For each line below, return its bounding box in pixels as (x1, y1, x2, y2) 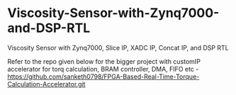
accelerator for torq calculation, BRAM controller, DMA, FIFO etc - (7, 65, 199, 73)
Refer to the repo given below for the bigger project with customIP (7, 57, 201, 65)
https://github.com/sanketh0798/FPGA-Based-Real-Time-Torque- (7, 72, 200, 81)
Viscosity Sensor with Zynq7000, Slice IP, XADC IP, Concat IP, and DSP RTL (7, 43, 229, 52)
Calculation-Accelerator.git (7, 79, 86, 88)
